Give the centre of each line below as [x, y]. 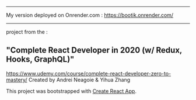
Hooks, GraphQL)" [40, 59]
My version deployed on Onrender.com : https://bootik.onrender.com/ [90, 15]
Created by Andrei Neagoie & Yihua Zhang [79, 80]
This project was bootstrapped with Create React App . [71, 91]
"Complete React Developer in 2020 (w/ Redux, [94, 50]
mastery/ [17, 80]
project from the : [27, 32]
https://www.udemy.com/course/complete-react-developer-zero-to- [88, 73]
